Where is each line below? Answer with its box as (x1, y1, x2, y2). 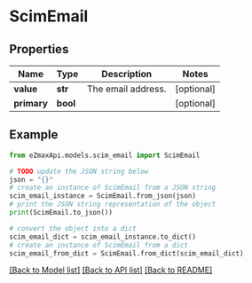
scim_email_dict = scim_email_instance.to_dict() (9, 232, 197, 241)
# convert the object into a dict (9, 224, 138, 232)
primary (13, 98, 49, 109)
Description (101, 68, 153, 80)
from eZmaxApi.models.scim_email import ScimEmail (9, 151, 201, 160)
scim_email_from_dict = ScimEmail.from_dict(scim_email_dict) (9, 248, 244, 258)
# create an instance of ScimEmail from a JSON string (9, 184, 217, 193)
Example (9, 127, 59, 143)
